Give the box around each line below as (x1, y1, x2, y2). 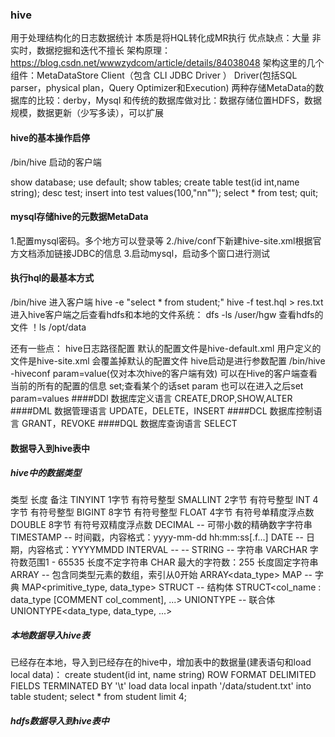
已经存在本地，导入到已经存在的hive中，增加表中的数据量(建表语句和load (10, 656, 312, 668)
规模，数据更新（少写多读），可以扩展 (10, 107, 164, 119)
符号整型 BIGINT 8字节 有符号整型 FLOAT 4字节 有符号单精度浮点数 (38, 506, 315, 518)
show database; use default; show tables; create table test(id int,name (10, 176, 300, 188)
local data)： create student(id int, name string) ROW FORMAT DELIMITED (10, 669, 317, 681)
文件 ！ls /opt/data (10, 321, 87, 333)
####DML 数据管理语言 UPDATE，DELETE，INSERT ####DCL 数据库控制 (10, 404, 314, 417)
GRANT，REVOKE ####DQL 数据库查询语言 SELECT (21, 417, 238, 429)
